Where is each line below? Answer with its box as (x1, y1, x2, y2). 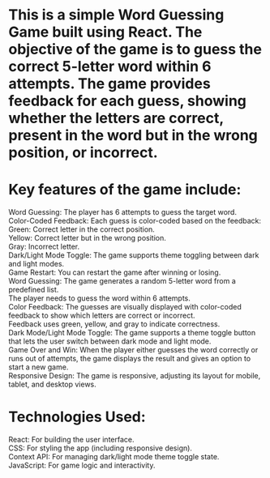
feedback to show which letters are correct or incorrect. (8, 310, 196, 321)
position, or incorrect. (8, 143, 158, 162)
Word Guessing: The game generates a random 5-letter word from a (8, 276, 237, 286)
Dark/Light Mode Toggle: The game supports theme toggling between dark (8, 250, 259, 260)
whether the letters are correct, (8, 109, 225, 127)
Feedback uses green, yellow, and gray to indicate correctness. (8, 319, 221, 329)
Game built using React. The (8, 23, 203, 41)
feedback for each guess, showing (8, 92, 247, 110)
